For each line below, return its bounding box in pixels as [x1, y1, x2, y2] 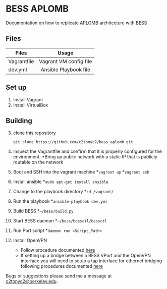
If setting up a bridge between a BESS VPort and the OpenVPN [20, 253, 151, 259]
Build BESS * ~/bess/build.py [13, 208, 74, 214]
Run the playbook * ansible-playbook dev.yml [13, 198, 107, 204]
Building [6, 117, 32, 125]
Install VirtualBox [13, 102, 48, 108]
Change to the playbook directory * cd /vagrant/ [13, 189, 114, 195]
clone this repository [13, 130, 56, 136]
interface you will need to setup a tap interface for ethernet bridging [20, 258, 162, 264]
